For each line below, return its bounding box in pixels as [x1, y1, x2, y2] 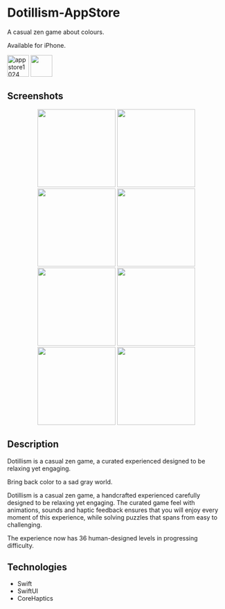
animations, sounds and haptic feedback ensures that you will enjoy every [7, 506, 219, 514]
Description [7, 439, 59, 450]
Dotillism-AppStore [7, 5, 120, 21]
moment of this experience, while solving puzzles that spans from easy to [7, 513, 218, 521]
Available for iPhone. [7, 41, 66, 49]
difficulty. [7, 541, 35, 549]
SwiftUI [17, 587, 39, 595]
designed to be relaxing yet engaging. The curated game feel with [7, 498, 195, 506]
